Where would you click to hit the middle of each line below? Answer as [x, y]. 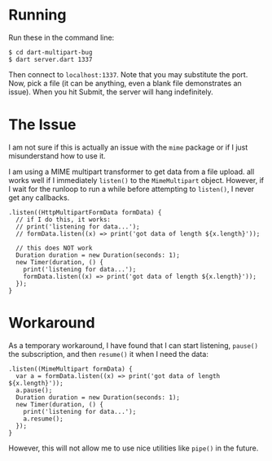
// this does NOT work [54, 248]
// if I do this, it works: [64, 220]
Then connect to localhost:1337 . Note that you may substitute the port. [128, 74]
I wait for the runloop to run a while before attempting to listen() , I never [132, 189]
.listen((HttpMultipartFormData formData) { [85, 212]
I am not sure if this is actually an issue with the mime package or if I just [128, 147]
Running [37, 15]
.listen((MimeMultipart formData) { [70, 369]
